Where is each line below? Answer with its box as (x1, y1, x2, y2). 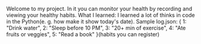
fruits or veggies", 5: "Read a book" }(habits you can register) (6, 31, 160, 38)
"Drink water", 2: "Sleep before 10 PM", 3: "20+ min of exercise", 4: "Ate (6, 24, 186, 31)
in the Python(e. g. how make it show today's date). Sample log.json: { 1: (6, 18, 187, 25)
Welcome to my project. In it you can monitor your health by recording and (6, 5, 192, 12)
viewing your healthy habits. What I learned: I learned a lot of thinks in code (6, 11, 196, 19)
